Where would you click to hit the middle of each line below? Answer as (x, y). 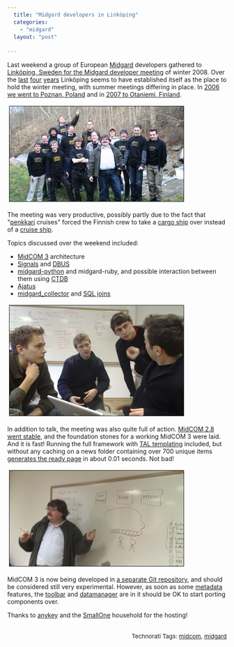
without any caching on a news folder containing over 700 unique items (110, 451)
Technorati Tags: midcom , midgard (179, 637)
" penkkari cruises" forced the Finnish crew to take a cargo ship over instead (116, 222)
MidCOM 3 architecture (51, 257)
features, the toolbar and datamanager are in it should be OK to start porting (116, 594)
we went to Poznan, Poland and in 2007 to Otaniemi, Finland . (95, 95)
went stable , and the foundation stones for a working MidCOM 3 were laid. (114, 436)
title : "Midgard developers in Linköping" (76, 15)
